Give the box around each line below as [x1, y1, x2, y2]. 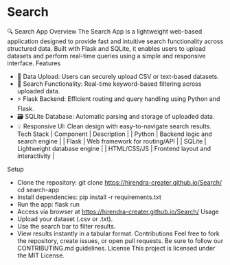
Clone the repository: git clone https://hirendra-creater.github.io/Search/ [16, 178, 222, 186]
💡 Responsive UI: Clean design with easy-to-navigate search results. [16, 122, 211, 130]
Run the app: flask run [16, 200, 80, 208]
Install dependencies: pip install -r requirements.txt [16, 193, 161, 201]
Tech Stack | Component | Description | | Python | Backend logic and [16, 130, 213, 138]
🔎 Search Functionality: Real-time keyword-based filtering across [16, 80, 202, 88]
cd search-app [16, 185, 60, 194]
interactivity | [16, 152, 55, 160]
